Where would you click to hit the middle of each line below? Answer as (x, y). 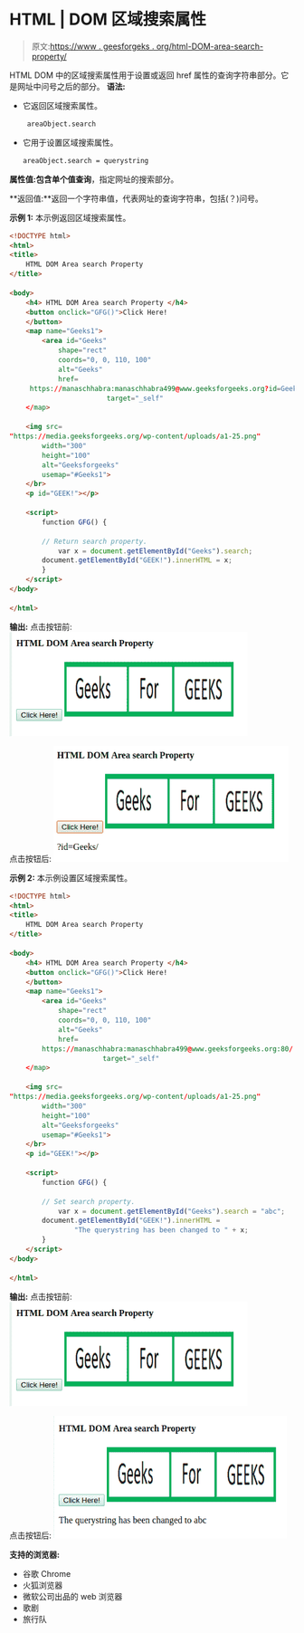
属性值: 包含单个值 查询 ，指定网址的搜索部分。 (94, 179)
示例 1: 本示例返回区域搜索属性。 (70, 217)
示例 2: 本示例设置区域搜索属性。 (71, 878)
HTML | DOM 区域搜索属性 (108, 19)
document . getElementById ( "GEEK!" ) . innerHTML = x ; (137, 560)
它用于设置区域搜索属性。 (70, 142)
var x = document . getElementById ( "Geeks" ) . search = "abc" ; (171, 1211)
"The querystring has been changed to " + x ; (161, 1230)
